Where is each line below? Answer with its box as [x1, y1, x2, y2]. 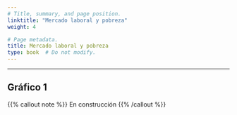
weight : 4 [7, 23, 37, 30]
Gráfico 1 [7, 81, 47, 93]
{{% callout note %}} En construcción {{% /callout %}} [7, 100, 166, 109]
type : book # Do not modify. [7, 49, 97, 56]
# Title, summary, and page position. [7, 10, 121, 18]
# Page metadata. [7, 36, 59, 43]
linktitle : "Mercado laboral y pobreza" [7, 17, 128, 24]
